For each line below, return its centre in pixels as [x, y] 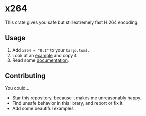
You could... [17, 88]
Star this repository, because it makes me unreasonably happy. [77, 98]
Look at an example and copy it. [45, 55]
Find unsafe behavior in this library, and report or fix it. [68, 103]
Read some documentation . [40, 60]
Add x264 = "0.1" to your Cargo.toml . [51, 50]
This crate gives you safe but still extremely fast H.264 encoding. [72, 22]
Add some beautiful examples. [43, 108]
